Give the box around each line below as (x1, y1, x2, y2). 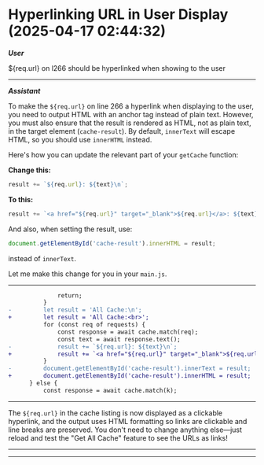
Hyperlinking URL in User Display (8, 6, 229, 24)
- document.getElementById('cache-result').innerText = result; (8, 364, 251, 373)
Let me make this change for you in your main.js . (8, 269, 167, 279)
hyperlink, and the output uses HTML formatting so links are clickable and (8, 416, 247, 426)
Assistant (8, 86, 41, 95)
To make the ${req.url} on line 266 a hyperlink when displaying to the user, (8, 101, 254, 111)
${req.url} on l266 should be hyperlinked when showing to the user (8, 63, 226, 72)
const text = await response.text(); (57, 335, 181, 343)
